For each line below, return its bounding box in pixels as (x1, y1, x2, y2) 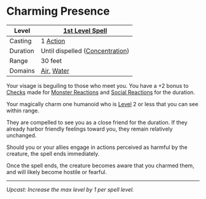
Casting (9, 37, 32, 45)
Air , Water (40, 66, 69, 74)
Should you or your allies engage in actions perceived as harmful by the (6, 143, 188, 151)
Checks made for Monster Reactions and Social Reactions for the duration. (6, 89, 195, 96)
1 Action (40, 37, 66, 45)
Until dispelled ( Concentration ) (40, 46, 130, 55)
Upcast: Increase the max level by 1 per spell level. (6, 186, 134, 193)
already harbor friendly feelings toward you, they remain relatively (6, 125, 173, 132)
